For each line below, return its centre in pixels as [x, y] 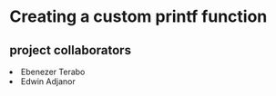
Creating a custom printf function [138, 17]
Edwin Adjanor [48, 82]
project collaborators [71, 50]
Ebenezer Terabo [53, 72]
